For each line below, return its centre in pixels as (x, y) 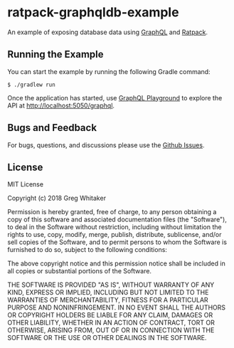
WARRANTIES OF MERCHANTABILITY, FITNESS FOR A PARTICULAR (108, 300)
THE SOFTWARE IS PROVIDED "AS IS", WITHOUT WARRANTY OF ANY (111, 285)
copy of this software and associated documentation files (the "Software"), (117, 220)
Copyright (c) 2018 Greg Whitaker (57, 198)
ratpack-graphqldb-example (93, 12)
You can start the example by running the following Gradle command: (109, 71)
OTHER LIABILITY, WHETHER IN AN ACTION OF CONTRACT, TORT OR (111, 323)
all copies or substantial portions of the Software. (79, 271)
